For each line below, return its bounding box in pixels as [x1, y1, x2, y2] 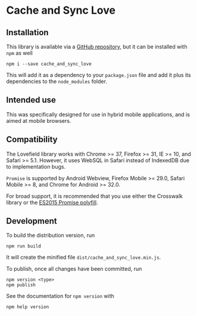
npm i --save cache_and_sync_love [6, 61, 92, 67]
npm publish [6, 282, 36, 288]
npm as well [6, 49, 33, 57]
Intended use [6, 95, 57, 105]
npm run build [6, 243, 42, 249]
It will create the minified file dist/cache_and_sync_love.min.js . [6, 254, 161, 261]
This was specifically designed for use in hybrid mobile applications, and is [6, 111, 190, 118]
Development [6, 216, 58, 227]
